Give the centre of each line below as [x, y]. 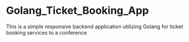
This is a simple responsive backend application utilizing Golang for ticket [94, 26]
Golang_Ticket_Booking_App [78, 11]
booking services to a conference [47, 32]
